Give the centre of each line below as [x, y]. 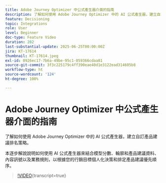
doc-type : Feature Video [31, 38]
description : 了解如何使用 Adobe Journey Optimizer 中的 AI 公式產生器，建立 [81, 14]
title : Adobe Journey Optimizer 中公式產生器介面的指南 [60, 10]
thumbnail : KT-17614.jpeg [32, 56]
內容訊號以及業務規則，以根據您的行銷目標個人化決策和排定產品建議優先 [79, 159]
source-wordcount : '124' [31, 74]
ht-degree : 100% [22, 79]
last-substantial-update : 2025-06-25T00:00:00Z [55, 47]
